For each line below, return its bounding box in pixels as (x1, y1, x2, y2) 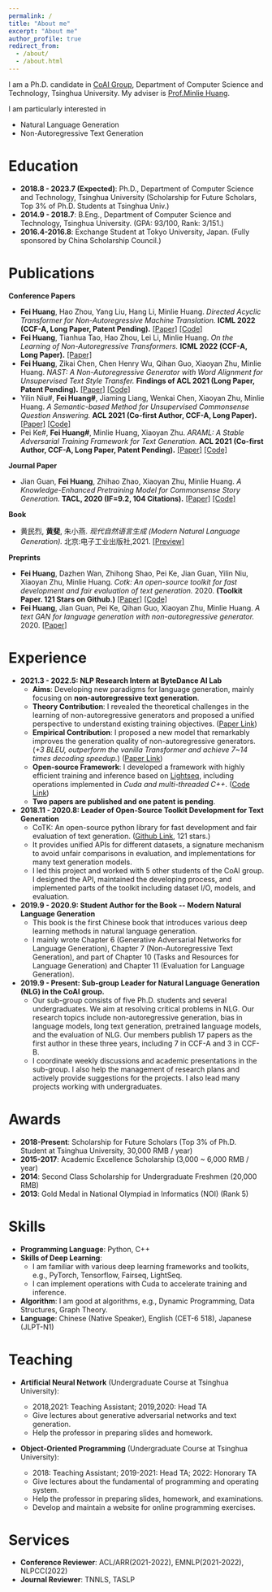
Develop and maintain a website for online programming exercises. (32, 1502, 256, 1512)
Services (8, 1530, 71, 1549)
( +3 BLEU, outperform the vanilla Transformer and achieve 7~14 (32, 745, 248, 755)
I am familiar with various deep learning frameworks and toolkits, (32, 1261, 249, 1271)
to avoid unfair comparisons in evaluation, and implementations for (32, 848, 256, 858)
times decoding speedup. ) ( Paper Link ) (32, 753, 163, 763)
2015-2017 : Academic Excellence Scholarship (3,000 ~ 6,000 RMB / (19, 1154, 249, 1164)
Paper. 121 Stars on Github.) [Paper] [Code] (19, 594, 168, 604)
